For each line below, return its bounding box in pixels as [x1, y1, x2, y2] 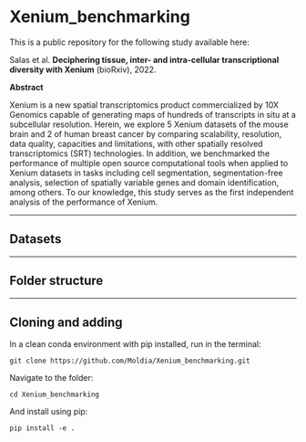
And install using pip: [9, 406, 88, 417]
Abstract [9, 81, 44, 92]
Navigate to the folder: [9, 373, 94, 384]
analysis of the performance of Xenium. [9, 196, 158, 207]
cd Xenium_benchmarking [9, 390, 100, 399]
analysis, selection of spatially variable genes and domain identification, [9, 176, 280, 188]
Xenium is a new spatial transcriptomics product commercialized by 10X [9, 99, 280, 110]
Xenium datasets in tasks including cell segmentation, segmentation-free [9, 167, 284, 178]
